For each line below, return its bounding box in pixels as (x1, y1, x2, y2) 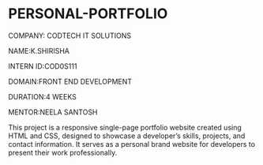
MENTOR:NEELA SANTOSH (8, 107, 98, 117)
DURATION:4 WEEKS (8, 92, 77, 101)
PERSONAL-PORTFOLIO (8, 5, 168, 23)
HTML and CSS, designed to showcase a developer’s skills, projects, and (8, 131, 246, 141)
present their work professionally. (8, 148, 118, 157)
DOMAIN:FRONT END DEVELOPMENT (8, 77, 133, 86)
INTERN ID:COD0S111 (8, 61, 77, 71)
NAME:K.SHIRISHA (8, 46, 70, 55)
